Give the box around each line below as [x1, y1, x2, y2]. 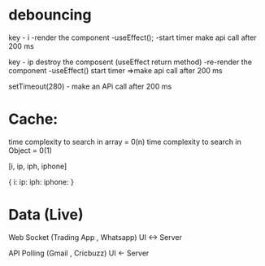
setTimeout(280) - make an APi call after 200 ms [8, 81, 172, 91]
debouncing [8, 6, 92, 24]
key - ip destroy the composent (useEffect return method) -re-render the [8, 57, 252, 67]
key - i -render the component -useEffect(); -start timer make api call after [8, 33, 258, 42]
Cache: [8, 110, 59, 129]
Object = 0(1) [8, 145, 53, 155]
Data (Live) [8, 206, 84, 225]
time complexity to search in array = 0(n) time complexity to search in [8, 137, 241, 146]
